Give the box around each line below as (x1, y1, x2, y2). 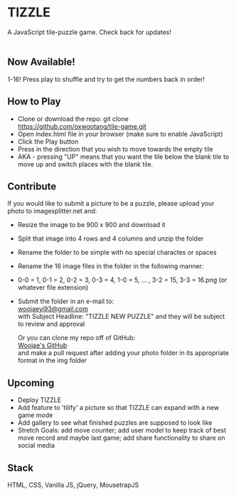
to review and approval (17, 320, 85, 328)
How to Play (7, 95, 62, 107)
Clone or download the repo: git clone (17, 115, 129, 123)
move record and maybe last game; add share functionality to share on (17, 433, 225, 442)
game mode (17, 411, 53, 420)
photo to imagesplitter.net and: (7, 207, 97, 216)
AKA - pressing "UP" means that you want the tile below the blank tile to (17, 152, 230, 161)
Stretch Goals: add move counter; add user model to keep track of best (17, 426, 227, 435)
